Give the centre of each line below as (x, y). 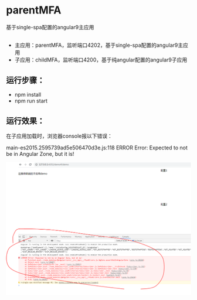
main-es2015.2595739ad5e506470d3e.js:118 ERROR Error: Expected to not (97, 148)
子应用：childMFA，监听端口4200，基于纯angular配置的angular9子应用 (101, 60)
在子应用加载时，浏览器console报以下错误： (59, 136)
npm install (28, 95)
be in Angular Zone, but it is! (40, 154)
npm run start (31, 101)
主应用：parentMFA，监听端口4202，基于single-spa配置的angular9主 (99, 45)
